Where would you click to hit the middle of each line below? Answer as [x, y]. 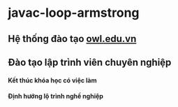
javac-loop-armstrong [74, 13]
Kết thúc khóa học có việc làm [52, 80]
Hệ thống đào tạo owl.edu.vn [72, 39]
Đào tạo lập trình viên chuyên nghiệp [90, 62]
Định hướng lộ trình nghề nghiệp [56, 97]
